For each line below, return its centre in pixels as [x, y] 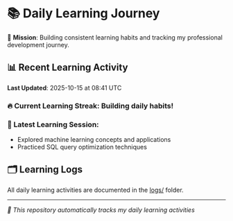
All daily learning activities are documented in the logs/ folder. [95, 190]
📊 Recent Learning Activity [68, 68]
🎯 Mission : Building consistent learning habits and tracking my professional [115, 37]
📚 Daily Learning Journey [84, 14]
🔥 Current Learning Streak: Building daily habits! [90, 106]
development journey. [38, 44]
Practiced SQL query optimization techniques [82, 147]
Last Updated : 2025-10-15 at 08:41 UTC [64, 88]
